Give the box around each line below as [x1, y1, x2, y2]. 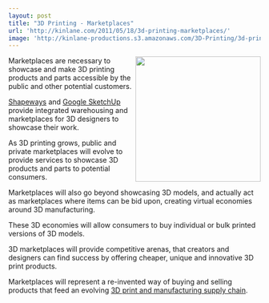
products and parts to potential [8, 164, 110, 173]
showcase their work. [8, 123, 79, 132]
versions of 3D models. [8, 229, 86, 239]
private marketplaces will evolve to [8, 147, 123, 156]
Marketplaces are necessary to [8, 56, 110, 66]
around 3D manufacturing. [8, 205, 96, 215]
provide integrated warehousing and [8, 106, 128, 115]
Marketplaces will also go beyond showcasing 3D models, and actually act [8, 188, 254, 197]
